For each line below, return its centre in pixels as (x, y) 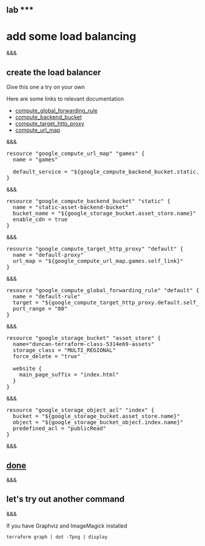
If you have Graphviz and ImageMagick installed (67, 526)
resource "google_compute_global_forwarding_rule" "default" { (103, 290)
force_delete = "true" (46, 357)
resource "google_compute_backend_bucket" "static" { (88, 201)
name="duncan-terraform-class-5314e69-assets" (83, 344)
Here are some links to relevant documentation (65, 99)
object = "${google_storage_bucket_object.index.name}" (98, 422)
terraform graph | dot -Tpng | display (57, 537)
